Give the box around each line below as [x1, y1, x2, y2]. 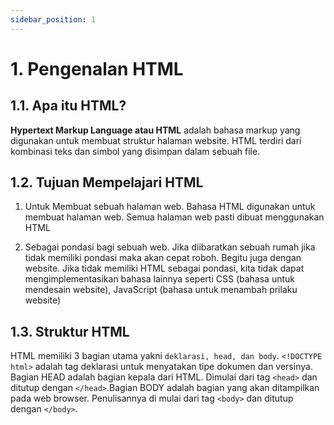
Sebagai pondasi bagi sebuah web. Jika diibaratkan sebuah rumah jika [24, 241, 316, 253]
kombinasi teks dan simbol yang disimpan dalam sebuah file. [10, 145, 261, 157]
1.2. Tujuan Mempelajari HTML [10, 174, 204, 191]
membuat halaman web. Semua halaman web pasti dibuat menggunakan [24, 211, 325, 223]
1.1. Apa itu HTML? [10, 97, 127, 115]
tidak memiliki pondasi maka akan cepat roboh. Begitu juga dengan [24, 252, 302, 264]
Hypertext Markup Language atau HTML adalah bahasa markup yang [10, 124, 301, 136]
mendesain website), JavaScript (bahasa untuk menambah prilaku [24, 284, 298, 296]
